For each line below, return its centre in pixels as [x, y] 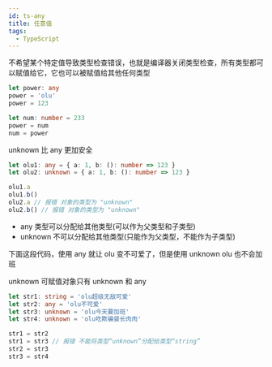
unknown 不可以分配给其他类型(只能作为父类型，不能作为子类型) [128, 236]
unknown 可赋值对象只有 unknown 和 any [78, 281]
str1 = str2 [28, 334]
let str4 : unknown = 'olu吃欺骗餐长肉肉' [75, 319]
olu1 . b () [23, 195]
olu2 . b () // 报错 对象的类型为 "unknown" [74, 209]
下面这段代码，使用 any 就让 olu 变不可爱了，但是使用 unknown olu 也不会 [132, 253]
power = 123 [28, 103]
